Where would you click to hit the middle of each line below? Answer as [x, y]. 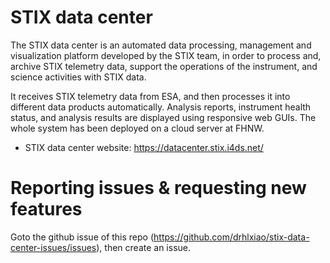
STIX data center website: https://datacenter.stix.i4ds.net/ [144, 147]
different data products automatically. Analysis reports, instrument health [161, 107]
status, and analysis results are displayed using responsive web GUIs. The [163, 117]
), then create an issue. [144, 247]
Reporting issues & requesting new [158, 188]
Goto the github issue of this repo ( [82, 237]
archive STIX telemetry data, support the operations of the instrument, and [164, 66]
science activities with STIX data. [78, 77]
